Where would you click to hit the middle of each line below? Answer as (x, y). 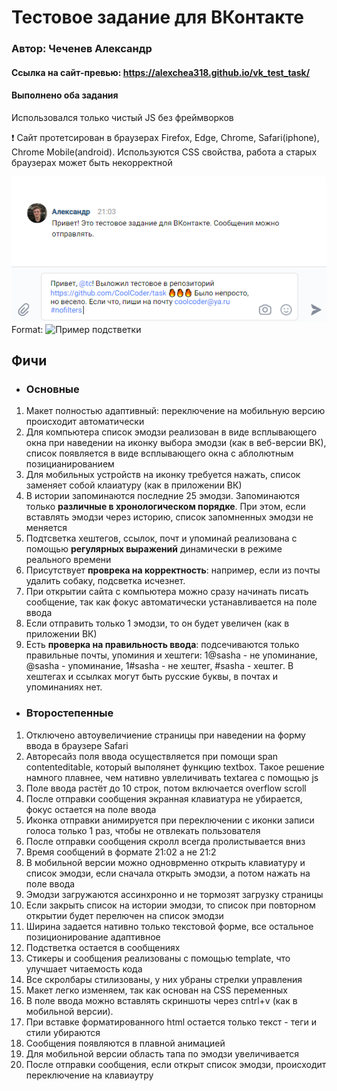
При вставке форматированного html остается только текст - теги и (171, 1022)
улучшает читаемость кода (84, 968)
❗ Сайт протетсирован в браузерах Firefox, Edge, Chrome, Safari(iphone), (165, 137)
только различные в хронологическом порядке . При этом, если (165, 507)
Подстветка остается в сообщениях (103, 947)
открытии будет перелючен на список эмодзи (124, 915)
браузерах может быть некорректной (92, 162)
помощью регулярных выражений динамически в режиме (154, 549)
